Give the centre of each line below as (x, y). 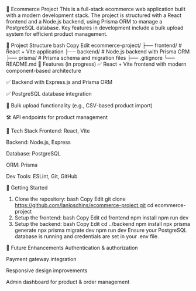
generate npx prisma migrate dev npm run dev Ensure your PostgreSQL (101, 230)
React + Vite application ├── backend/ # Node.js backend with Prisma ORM (98, 52)
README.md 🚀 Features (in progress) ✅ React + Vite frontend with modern (96, 64)
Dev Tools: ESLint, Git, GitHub (42, 176)
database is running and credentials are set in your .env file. (87, 236)
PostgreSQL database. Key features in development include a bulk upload (95, 28)
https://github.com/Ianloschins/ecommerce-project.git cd (84, 205)
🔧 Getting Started (27, 187)
